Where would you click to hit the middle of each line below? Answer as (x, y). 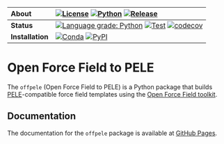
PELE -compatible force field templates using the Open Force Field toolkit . (112, 94)
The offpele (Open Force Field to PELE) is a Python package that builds (110, 87)
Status (22, 25)
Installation (30, 37)
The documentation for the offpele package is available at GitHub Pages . (112, 133)
